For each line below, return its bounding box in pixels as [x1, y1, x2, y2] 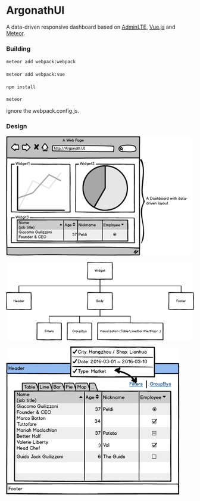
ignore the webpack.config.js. [6, 107, 79, 115]
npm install [6, 84, 36, 90]
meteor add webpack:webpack [6, 59, 76, 65]
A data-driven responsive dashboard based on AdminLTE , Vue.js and [6, 23, 176, 30]
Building [6, 44, 31, 52]
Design [6, 122, 27, 131]
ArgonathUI [6, 4, 65, 17]
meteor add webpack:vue [6, 71, 65, 78]
